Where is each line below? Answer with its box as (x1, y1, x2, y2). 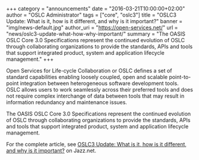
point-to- (169, 74, 191, 80)
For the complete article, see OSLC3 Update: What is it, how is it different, (6, 141, 187, 148)
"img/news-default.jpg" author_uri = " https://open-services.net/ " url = (6, 24, 178, 31)
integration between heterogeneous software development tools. (20, 80, 179, 87)
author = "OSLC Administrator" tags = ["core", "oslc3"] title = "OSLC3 (6, 11, 177, 18)
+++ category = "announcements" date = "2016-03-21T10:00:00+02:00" (6, 5, 185, 12)
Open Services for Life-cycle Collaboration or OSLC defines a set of (6, 67, 172, 74)
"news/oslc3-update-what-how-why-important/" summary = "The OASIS (6, 30, 186, 37)
